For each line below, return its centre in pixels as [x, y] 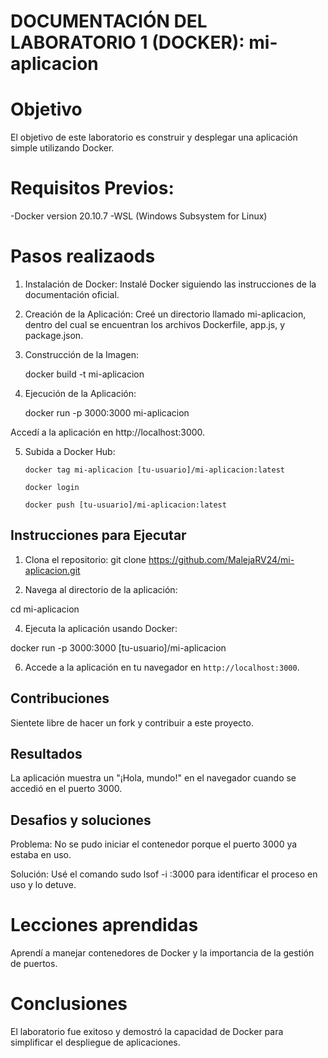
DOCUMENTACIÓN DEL [109, 21]
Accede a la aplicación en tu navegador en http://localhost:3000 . [162, 667]
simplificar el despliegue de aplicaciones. [95, 1042]
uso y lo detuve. [43, 885]
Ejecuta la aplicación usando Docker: [101, 628]
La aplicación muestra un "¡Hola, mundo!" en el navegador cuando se [153, 778]
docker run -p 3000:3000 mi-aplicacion [107, 413]
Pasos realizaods [83, 256]
